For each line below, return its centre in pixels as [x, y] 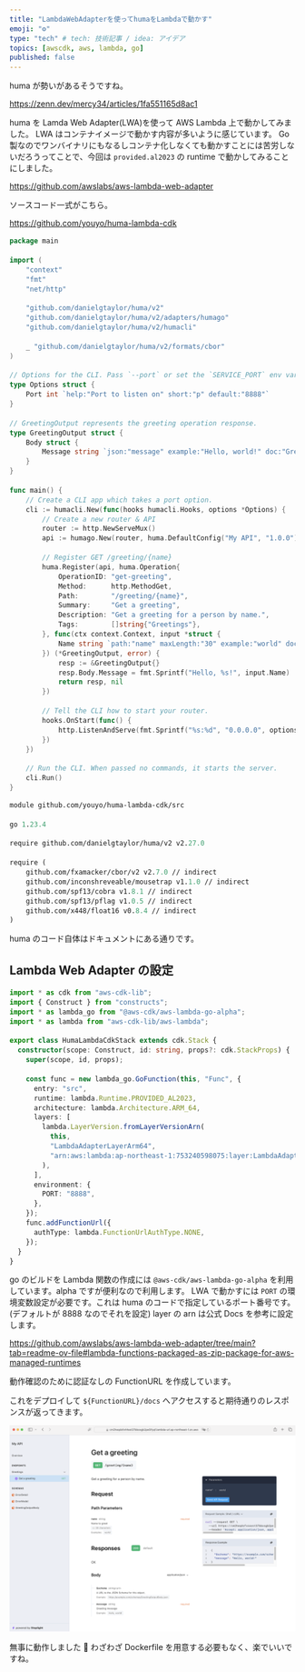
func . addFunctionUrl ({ [69, 1223]
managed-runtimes [45, 1363]
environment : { [62, 1185]
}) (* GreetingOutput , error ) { [101, 653]
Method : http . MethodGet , [115, 586]
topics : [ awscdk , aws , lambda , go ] [77, 48]
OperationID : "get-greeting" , [115, 576]
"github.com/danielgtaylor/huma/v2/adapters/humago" [128, 318]
